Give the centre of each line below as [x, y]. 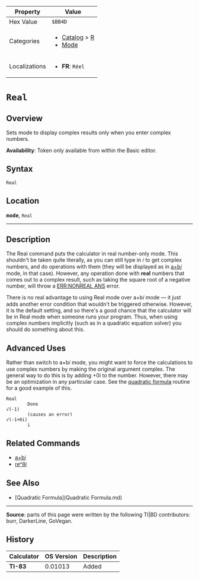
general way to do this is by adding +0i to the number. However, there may [97, 375]
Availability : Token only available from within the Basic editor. [81, 150]
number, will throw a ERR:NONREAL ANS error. [63, 286]
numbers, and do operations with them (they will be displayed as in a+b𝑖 [94, 267]
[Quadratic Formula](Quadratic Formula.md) [68, 497]
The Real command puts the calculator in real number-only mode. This [92, 254]
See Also [23, 483]
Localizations [28, 66]
